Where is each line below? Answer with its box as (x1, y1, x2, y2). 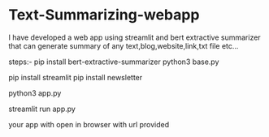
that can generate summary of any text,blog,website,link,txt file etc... (8, 41, 239, 50)
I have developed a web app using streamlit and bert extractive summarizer (8, 32, 262, 42)
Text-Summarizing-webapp (8, 6, 200, 24)
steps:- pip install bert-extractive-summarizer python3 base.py (8, 57, 219, 66)
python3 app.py (8, 88, 62, 98)
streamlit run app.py (8, 104, 76, 113)
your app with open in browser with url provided (8, 119, 170, 129)
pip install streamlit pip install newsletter (8, 72, 143, 82)
